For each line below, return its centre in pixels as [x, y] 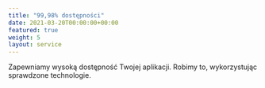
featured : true [33, 30]
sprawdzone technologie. [50, 75]
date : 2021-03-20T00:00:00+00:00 [63, 23]
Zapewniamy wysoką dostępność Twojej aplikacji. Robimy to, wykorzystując [133, 67]
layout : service [35, 45]
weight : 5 [25, 37]
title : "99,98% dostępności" [56, 15]
